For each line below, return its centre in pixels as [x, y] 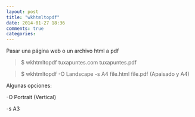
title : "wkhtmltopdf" [33, 17]
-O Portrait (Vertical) [31, 97]
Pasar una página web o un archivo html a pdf [63, 51]
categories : [21, 34]
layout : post [22, 12]
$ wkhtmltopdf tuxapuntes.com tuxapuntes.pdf [79, 63]
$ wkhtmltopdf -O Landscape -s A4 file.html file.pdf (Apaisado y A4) [105, 74]
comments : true [25, 28]
